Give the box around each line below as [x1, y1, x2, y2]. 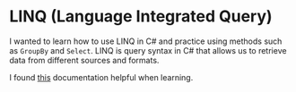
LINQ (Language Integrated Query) [9, 6, 273, 27]
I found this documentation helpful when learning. [9, 71, 194, 82]
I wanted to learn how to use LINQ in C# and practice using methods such [9, 36, 283, 46]
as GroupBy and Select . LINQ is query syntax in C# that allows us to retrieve [9, 45, 287, 55]
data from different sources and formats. [9, 54, 160, 65]
